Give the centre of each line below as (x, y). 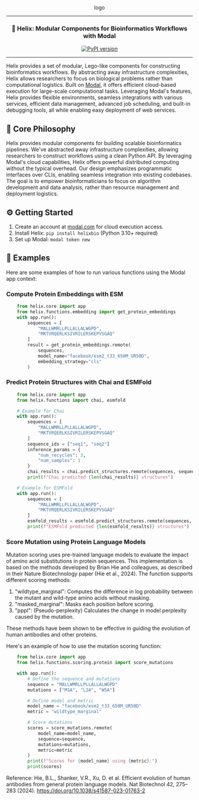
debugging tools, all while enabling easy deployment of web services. (91, 110)
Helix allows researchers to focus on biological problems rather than (89, 78)
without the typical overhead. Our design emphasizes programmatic (89, 168)
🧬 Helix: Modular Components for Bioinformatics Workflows (99, 29)
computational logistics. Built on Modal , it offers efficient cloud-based (91, 85)
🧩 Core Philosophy (41, 129)
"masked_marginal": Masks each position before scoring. (85, 604)
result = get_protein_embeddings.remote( (79, 345)
